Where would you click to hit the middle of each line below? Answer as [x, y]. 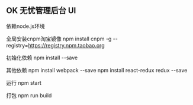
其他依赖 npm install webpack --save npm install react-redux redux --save [97, 70]
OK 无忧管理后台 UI [41, 11]
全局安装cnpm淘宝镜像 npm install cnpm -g [59, 39]
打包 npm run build [29, 95]
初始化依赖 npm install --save [42, 58]
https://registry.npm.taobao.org [66, 45]
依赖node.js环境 [26, 26]
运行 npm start [24, 82]
